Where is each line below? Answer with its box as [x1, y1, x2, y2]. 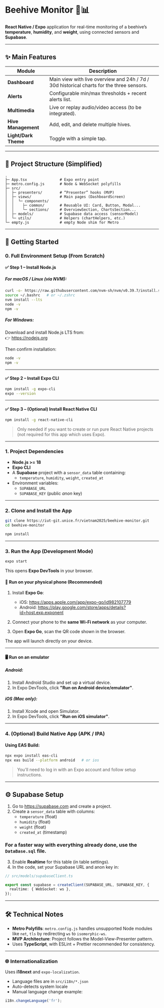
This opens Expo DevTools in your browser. [5, 568, 93, 573]
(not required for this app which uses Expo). [17, 431, 106, 437]
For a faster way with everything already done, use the [5, 842, 137, 849]
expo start [5, 559, 27, 564]
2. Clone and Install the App [5, 507, 72, 514]
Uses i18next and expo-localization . [5, 969, 80, 975]
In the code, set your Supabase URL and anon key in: [12, 864, 119, 870]
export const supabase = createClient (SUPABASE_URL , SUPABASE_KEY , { [5, 882, 150, 887]
